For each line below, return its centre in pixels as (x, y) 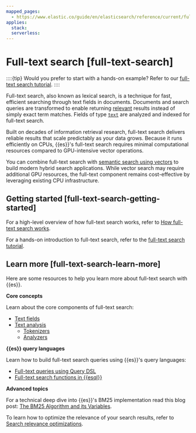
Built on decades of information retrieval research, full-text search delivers (96, 132)
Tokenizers (36, 331)
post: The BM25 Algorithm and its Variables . (59, 406)
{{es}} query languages (36, 348)
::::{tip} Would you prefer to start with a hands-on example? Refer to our (92, 78)
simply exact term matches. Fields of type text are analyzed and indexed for (98, 115)
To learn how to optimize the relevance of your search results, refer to (90, 417)
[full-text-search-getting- (112, 199)
